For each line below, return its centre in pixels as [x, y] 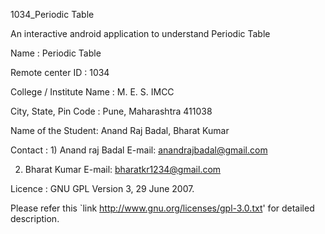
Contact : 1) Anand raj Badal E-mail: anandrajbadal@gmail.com [139, 150]
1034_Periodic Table [52, 14]
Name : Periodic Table [56, 53]
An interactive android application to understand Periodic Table [140, 33]
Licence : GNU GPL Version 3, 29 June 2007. [102, 188]
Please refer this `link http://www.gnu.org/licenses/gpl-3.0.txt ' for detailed [162, 208]
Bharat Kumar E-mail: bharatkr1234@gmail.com [123, 169]
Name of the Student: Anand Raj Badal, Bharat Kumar [120, 130]
